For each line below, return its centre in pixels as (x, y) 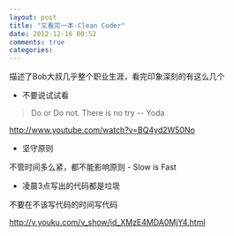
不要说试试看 (45, 95)
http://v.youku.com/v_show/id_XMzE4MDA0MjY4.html (107, 223)
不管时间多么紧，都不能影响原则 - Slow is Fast (93, 167)
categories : (31, 50)
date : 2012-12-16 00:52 (53, 34)
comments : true (37, 42)
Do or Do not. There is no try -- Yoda (98, 113)
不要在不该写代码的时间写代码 (63, 205)
